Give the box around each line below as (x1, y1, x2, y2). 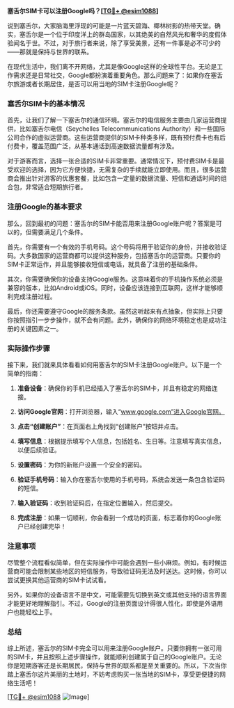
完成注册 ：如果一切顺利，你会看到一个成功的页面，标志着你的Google (17, 513, 216, 522)
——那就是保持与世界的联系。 (7, 48, 93, 56)
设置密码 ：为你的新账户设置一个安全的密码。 (17, 460, 146, 469)
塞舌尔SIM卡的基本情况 (7, 99, 85, 108)
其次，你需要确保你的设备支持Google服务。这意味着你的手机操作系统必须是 (7, 275, 224, 283)
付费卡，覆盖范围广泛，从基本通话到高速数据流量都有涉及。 (7, 142, 178, 150)
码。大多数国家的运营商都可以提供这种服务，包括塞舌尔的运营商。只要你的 (7, 251, 221, 259)
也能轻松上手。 (13, 608, 56, 616)
